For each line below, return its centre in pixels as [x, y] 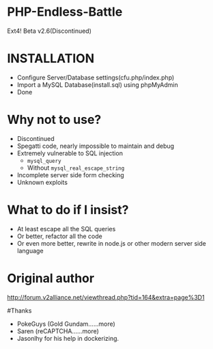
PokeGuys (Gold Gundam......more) [66, 324]
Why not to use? [54, 120]
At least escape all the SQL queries [66, 229]
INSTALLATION [51, 59]
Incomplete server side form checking [70, 174]
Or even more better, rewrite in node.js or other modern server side [111, 243]
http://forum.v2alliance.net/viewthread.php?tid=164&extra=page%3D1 [106, 297]
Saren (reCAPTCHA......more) [58, 331]
